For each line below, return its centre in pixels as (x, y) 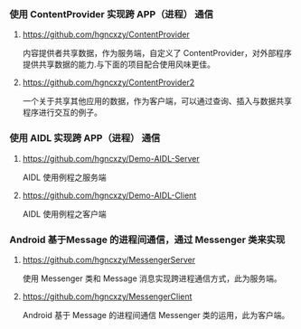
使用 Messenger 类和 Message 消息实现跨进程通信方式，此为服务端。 (152, 278)
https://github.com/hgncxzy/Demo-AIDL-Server (111, 158)
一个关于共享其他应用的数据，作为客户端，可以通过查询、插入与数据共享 (157, 101)
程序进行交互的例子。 (62, 113)
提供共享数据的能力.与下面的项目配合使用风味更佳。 (118, 64)
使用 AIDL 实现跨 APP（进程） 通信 (85, 138)
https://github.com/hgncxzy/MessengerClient (107, 296)
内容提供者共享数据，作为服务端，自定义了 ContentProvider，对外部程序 (157, 53)
